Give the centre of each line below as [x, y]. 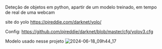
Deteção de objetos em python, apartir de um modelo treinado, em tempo [81, 7]
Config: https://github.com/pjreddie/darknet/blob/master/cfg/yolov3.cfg [79, 31]
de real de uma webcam [30, 12]
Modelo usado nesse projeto [34, 41]
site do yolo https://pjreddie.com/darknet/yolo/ [53, 22]
